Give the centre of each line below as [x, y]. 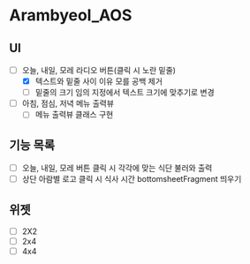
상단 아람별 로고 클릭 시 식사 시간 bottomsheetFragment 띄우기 [132, 179]
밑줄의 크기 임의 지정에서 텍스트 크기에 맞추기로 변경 [125, 93]
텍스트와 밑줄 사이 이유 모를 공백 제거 [99, 81]
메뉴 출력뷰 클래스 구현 [74, 115]
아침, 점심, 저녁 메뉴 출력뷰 [68, 103]
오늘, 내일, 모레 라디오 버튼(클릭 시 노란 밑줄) [99, 70]
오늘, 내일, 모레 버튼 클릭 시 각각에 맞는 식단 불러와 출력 [117, 168]
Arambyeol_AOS [71, 15]
